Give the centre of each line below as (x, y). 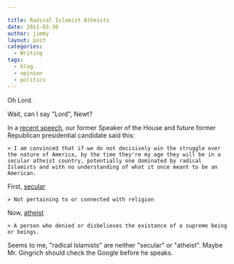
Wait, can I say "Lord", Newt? (50, 114)
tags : (15, 60)
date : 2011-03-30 (33, 27)
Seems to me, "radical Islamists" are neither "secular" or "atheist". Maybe (115, 245)
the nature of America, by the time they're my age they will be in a (114, 154)
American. (22, 173)
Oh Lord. (20, 100)
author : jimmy (28, 33)
